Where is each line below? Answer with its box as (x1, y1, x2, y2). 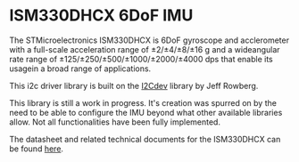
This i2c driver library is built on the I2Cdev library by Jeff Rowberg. (9, 80, 259, 91)
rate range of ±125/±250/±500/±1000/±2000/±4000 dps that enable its (9, 53, 274, 64)
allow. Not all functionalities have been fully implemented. (9, 117, 221, 127)
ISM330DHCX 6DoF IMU (9, 5, 194, 26)
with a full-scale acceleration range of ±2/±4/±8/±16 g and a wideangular (9, 44, 280, 54)
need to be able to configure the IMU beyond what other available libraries (9, 107, 283, 117)
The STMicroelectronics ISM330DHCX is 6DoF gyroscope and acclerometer (9, 35, 290, 45)
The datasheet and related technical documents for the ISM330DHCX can (9, 134, 281, 144)
